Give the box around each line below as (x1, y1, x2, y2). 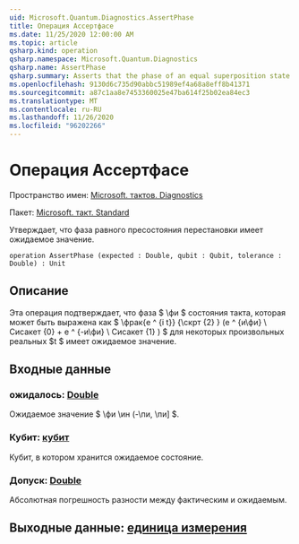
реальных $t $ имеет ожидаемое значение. (9, 335, 177, 346)
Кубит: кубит (9, 431, 70, 444)
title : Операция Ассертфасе (9, 22, 115, 30)
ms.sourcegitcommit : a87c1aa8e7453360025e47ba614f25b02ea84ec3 (9, 88, 251, 97)
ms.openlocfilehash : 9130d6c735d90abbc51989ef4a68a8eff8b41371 (9, 80, 251, 89)
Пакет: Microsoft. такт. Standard (9, 207, 130, 218)
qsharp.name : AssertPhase (9, 64, 106, 73)
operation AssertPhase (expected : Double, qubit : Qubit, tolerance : (9, 251, 282, 260)
